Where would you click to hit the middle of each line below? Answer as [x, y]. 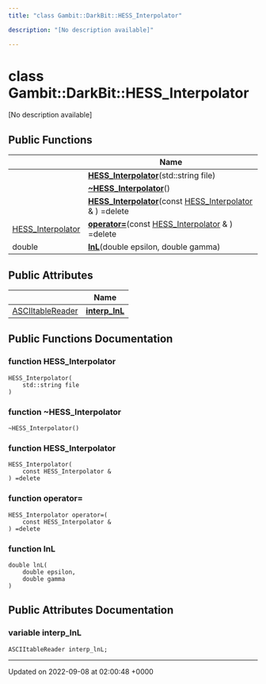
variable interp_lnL [45, 633]
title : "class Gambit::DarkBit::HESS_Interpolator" [95, 15]
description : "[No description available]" [81, 30]
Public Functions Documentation [91, 339]
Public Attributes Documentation [91, 611]
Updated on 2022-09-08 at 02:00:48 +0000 [81, 671]
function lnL [32, 548]
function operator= [46, 498]
